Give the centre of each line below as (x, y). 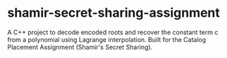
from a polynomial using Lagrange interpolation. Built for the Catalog (107, 39)
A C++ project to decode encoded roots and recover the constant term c (113, 32)
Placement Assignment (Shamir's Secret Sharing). (80, 47)
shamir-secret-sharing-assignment (114, 13)
